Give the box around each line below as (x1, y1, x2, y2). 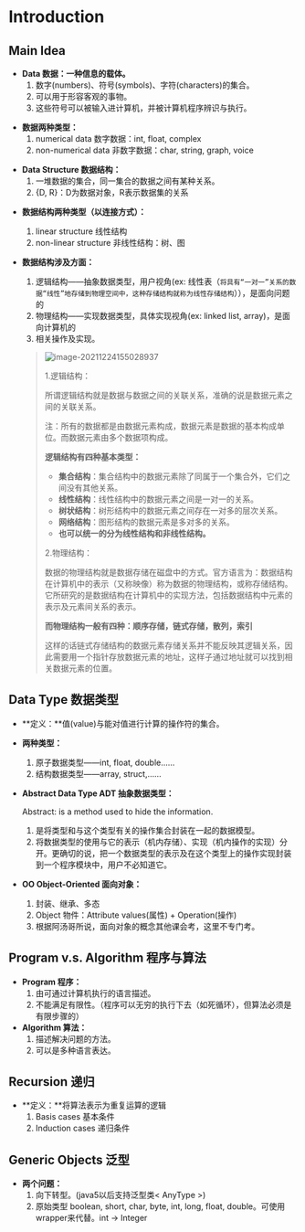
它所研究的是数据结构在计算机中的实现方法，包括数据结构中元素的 (44, 589, 293, 600)
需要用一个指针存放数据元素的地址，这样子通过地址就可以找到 (52, 652, 285, 662)
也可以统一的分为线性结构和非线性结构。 (58, 528, 211, 538)
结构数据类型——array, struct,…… (35, 768, 162, 779)
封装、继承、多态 (35, 897, 100, 908)
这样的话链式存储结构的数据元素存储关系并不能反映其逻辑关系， (44, 640, 285, 651)
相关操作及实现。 (35, 334, 100, 344)
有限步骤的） (35, 1010, 84, 1021)
